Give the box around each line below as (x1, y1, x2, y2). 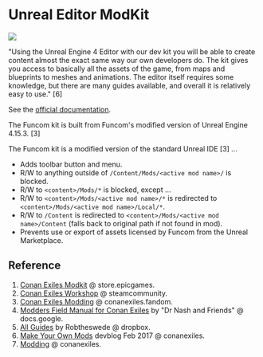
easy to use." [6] (8, 89, 63, 99)
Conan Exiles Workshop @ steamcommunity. (19, 288, 168, 298)
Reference (8, 259, 61, 273)
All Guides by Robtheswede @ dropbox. (19, 322, 151, 331)
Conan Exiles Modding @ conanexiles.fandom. (19, 296, 173, 306)
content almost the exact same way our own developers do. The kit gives (8, 55, 249, 65)
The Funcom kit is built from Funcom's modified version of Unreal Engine (8, 120, 249, 129)
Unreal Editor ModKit (8, 6, 150, 24)
